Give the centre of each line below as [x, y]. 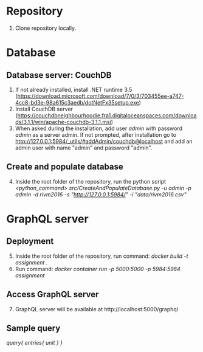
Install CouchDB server [44, 109]
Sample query [33, 328]
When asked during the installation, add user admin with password [98, 128]
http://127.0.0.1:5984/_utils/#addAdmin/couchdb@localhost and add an [104, 141]
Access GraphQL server [53, 295]
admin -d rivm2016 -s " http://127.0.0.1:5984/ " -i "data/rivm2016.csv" [101, 194]
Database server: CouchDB [59, 75]
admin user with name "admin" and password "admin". [84, 148]
